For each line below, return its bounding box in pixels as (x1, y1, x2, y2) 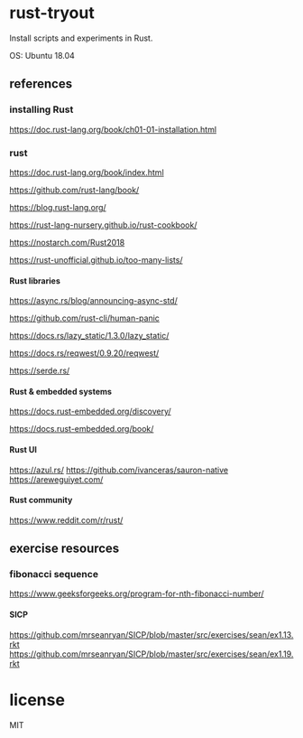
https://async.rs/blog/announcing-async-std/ (9, 295, 178, 306)
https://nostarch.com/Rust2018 (9, 237, 125, 248)
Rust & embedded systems (9, 386, 113, 397)
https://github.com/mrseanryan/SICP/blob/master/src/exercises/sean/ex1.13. (9, 629, 294, 640)
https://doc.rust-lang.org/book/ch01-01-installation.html (9, 124, 217, 135)
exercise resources (9, 541, 120, 556)
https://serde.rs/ (9, 365, 70, 377)
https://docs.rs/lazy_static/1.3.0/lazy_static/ (9, 331, 170, 341)
